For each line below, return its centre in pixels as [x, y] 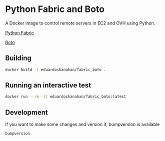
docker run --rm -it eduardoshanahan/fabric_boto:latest [66, 97]
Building [18, 58]
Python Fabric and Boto [55, 9]
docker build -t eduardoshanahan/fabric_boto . [56, 69]
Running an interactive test [48, 85]
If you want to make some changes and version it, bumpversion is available [82, 124]
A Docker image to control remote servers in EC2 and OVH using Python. [80, 23]
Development [27, 112]
